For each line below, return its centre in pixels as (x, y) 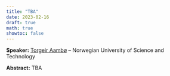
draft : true (21, 22)
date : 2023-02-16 (28, 17)
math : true (20, 28)
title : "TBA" (22, 11)
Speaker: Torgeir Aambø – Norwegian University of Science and (85, 50)
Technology (21, 57)
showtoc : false (25, 34)
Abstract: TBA (24, 68)
